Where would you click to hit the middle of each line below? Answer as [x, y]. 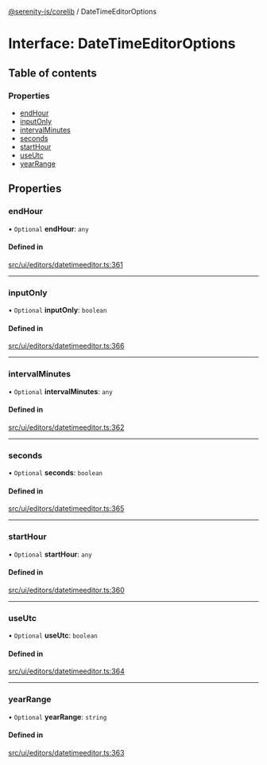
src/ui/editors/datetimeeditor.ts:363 [66, 752]
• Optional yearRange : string [58, 716]
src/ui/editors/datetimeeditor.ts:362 [66, 427]
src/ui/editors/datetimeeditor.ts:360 [66, 590]
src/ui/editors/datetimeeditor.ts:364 [66, 671]
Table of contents [52, 73]
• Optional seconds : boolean [56, 473]
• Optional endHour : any [48, 228]
